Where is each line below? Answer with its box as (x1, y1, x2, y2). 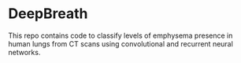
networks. (8, 47, 41, 57)
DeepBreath (8, 5, 88, 23)
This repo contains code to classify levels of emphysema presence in (8, 31, 233, 40)
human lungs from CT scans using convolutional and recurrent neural (8, 39, 234, 48)
